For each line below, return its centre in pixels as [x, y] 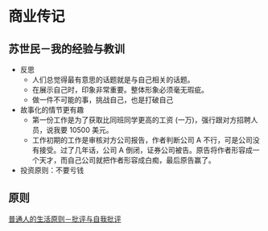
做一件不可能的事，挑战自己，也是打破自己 [103, 100]
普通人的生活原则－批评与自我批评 [65, 219]
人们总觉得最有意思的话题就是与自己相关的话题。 [113, 80]
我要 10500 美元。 [83, 130]
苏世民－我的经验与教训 [66, 49]
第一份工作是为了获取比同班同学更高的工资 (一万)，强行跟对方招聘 [141, 120]
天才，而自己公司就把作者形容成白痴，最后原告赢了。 [127, 160]
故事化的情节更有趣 [52, 110]
